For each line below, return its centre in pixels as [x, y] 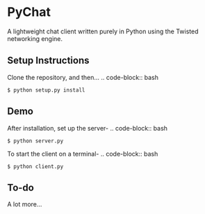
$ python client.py [35, 166]
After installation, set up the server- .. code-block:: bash [88, 128]
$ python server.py [35, 141]
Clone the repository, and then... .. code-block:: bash [83, 77]
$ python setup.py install [46, 90]
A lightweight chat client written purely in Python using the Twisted [103, 31]
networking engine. [35, 38]
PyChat [29, 12]
